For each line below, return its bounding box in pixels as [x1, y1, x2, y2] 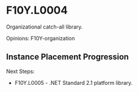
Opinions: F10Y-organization [6, 34, 75, 42]
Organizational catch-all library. [6, 23, 83, 30]
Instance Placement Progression [6, 52, 129, 62]
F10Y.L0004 [6, 4, 68, 17]
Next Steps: [6, 68, 35, 75]
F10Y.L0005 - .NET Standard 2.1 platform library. [14, 79, 133, 86]
